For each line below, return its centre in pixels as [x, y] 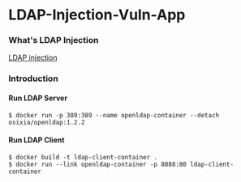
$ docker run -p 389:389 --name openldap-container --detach [114, 115]
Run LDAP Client [37, 140]
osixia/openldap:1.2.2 [47, 122]
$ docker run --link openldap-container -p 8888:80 [97, 164]
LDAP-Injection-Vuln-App [97, 15]
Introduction [33, 78]
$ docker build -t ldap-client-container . [83, 157]
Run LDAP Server [38, 98]
